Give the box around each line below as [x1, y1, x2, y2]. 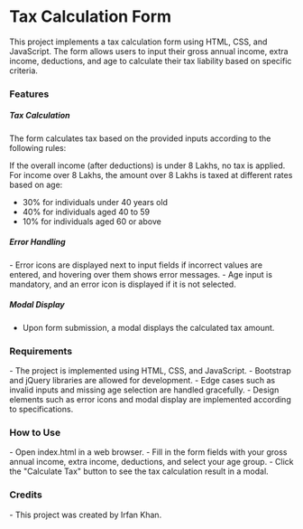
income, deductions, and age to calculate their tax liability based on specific [9, 55, 292, 66]
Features [9, 88, 50, 100]
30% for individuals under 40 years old [22, 196, 169, 207]
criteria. [9, 65, 39, 76]
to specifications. [9, 404, 74, 415]
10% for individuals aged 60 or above [22, 215, 162, 227]
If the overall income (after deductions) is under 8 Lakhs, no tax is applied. [9, 160, 286, 171]
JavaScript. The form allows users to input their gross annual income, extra [9, 45, 289, 56]
